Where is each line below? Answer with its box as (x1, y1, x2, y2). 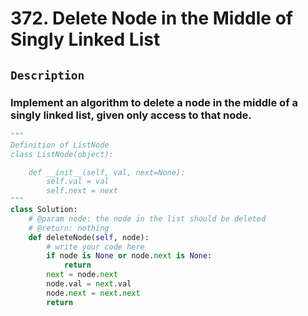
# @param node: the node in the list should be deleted (28, 213, 267, 224)
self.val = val (46, 177, 110, 187)
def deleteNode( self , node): (28, 232, 150, 242)
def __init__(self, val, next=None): (28, 167, 186, 177)
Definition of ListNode (10, 140, 110, 150)
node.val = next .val (46, 279, 132, 289)
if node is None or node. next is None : (46, 251, 213, 261)
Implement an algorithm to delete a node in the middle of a (10, 95, 299, 109)
